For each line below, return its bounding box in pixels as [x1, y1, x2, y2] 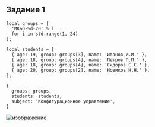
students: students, [11, 93, 62, 99]
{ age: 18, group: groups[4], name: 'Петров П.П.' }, [11, 56, 147, 63]
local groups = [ [6, 20, 49, 26]
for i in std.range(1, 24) [11, 31, 78, 37]
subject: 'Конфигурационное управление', [11, 98, 116, 104]
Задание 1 [6, 5, 46, 15]
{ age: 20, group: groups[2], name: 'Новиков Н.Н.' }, [11, 67, 150, 73]
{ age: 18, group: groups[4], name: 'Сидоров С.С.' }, [11, 62, 150, 68]
